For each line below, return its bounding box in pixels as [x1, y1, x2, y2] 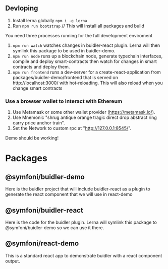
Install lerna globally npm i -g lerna [12, 17, 87, 23]
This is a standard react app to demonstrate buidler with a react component [5, 252, 162, 258]
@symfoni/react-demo [5, 239, 79, 248]
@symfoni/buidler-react [5, 206, 83, 215]
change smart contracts [12, 85, 63, 91]
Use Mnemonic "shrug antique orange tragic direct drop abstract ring [12, 114, 157, 120]
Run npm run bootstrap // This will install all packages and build [12, 23, 145, 29]
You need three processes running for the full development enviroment [5, 32, 153, 38]
